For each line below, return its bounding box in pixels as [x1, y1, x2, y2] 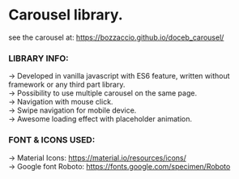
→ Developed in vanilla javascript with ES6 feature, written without [8, 71, 230, 81]
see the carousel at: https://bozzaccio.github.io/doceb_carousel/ [8, 32, 224, 42]
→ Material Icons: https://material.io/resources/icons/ [8, 152, 186, 163]
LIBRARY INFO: [8, 53, 69, 64]
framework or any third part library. [8, 79, 126, 90]
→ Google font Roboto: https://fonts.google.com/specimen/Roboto [8, 161, 231, 171]
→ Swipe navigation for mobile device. [8, 105, 137, 115]
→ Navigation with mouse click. [8, 97, 113, 107]
